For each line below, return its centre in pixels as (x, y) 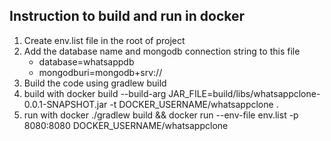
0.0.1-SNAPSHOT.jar (65, 104)
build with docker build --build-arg (95, 93)
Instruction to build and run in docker (127, 16)
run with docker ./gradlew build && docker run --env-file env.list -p (161, 115)
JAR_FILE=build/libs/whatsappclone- (244, 93)
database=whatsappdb (86, 61)
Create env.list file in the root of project (104, 40)
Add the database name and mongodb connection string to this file (162, 51)
